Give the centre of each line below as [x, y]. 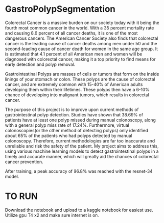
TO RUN [22, 196]
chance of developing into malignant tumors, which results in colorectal [77, 95]
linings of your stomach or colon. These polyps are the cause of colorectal [80, 79]
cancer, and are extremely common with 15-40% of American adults [74, 84]
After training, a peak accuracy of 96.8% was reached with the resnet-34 [79, 171]
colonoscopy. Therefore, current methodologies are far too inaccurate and [80, 140]
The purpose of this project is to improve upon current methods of [72, 110]
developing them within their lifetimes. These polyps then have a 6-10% [77, 89]
